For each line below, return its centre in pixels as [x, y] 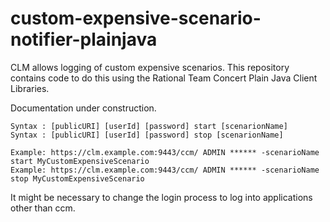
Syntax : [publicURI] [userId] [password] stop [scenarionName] [147, 135]
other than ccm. [43, 208]
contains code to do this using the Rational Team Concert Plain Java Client [164, 78]
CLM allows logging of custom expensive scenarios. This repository [150, 67]
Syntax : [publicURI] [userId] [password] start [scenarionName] [149, 126]
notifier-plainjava [84, 39]
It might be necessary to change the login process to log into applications [161, 197]
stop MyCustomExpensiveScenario [77, 178]
